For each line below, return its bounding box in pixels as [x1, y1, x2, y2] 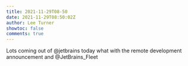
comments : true [6, 31, 44, 37]
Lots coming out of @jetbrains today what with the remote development [6, 47, 182, 54]
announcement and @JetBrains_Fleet [6, 54, 98, 61]
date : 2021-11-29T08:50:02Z [6, 14, 76, 20]
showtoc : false [6, 25, 44, 32]
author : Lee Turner [6, 20, 55, 26]
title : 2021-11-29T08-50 [6, 8, 68, 15]
